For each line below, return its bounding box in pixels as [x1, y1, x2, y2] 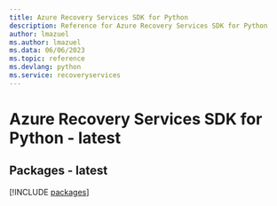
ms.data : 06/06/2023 [9, 46, 86, 55]
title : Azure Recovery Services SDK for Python [9, 12, 189, 22]
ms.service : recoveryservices [9, 71, 122, 80]
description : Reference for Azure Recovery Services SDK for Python [9, 21, 268, 30]
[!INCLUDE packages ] [9, 186, 90, 197]
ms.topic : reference [9, 54, 86, 63]
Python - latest [9, 128, 122, 147]
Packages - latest [9, 163, 108, 178]
